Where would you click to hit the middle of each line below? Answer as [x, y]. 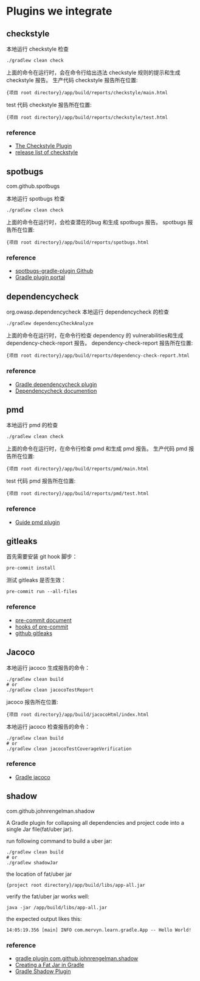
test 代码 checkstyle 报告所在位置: [49, 105]
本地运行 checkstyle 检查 [37, 49]
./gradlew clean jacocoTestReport [50, 690]
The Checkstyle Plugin [43, 146]
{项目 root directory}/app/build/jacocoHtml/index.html [78, 714]
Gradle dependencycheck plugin [56, 384]
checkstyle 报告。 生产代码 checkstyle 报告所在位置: [72, 80]
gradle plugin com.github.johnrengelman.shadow [77, 958]
